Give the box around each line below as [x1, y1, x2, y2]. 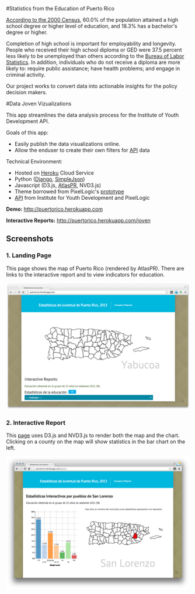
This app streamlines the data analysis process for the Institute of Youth [6, 111, 179, 118]
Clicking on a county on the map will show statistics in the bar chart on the [6, 438, 186, 445]
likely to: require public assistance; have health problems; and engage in [6, 65, 180, 72]
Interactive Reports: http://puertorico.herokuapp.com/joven [6, 217, 151, 224]
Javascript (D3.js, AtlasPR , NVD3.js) [14, 182, 101, 189]
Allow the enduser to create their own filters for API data [14, 146, 150, 153]
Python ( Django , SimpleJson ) [14, 176, 85, 182]
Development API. [6, 118, 50, 125]
